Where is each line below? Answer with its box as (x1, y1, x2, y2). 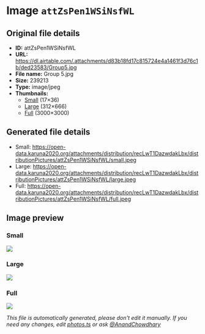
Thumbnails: (15, 90, 49, 97)
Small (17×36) (24, 96, 59, 103)
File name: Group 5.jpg (15, 70, 74, 77)
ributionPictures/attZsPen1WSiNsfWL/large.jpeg (15, 176, 136, 183)
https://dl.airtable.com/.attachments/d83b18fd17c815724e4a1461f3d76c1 (15, 58, 198, 64)
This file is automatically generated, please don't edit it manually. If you (6, 314, 188, 322)
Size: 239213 (15, 77, 49, 84)
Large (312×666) (24, 103, 67, 110)
